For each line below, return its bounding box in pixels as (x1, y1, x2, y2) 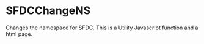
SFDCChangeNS (5, 4, 91, 18)
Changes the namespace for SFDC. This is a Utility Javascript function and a (5, 24, 199, 31)
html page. (5, 30, 33, 37)
